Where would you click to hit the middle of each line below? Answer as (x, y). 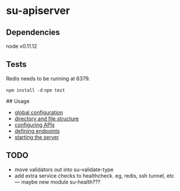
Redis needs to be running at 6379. (48, 78)
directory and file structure (47, 118)
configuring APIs (35, 125)
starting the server (37, 137)
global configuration (38, 112)
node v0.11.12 (22, 46)
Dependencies (33, 32)
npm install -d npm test (36, 90)
